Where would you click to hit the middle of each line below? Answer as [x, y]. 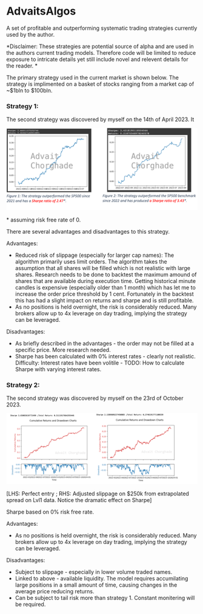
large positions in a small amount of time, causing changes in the [96, 585]
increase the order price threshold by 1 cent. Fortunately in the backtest [104, 294]
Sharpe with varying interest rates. [58, 369]
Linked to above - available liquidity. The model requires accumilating [101, 579]
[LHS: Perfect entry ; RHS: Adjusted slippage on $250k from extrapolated [98, 494]
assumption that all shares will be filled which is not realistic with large [103, 268]
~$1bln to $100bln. [29, 90]
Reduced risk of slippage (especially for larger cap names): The [95, 255]
